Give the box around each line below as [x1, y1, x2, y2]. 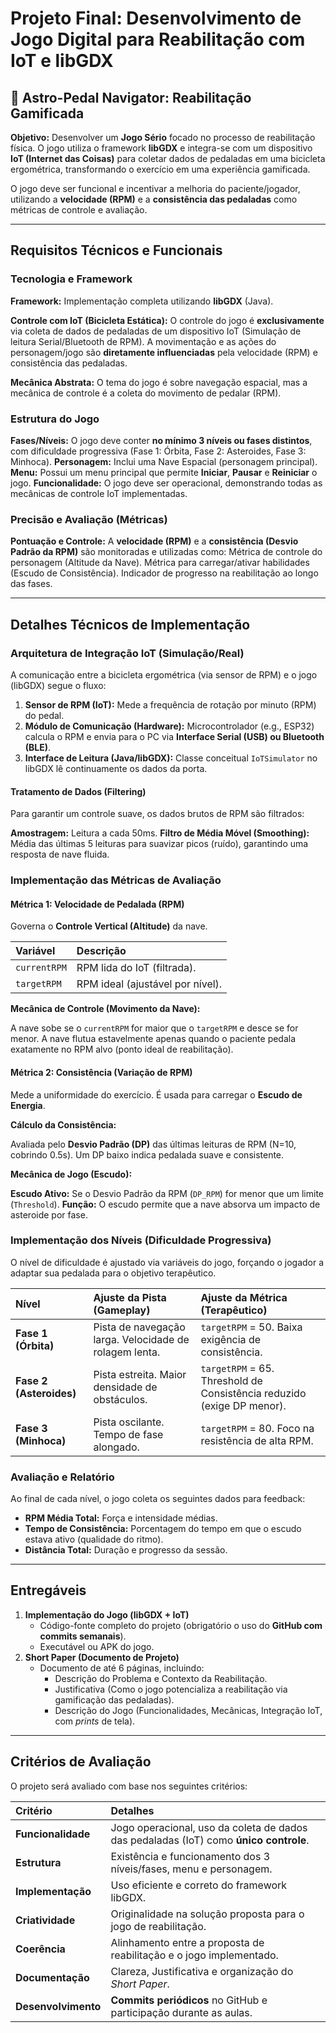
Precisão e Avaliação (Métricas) [10, 512, 168, 526]
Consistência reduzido [200, 1386, 307, 1400]
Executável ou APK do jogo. [39, 1640, 155, 1652]
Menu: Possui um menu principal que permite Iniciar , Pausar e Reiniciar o [10, 466, 318, 478]
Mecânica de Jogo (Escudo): [10, 1168, 133, 1180]
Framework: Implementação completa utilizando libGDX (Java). [10, 295, 274, 307]
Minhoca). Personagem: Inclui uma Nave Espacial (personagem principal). [10, 455, 318, 467]
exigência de [200, 1332, 261, 1346]
